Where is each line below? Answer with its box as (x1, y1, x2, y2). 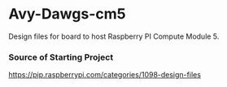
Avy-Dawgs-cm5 (8, 5, 126, 23)
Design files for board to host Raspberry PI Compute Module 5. (8, 31, 220, 41)
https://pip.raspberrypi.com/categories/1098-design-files (8, 70, 202, 80)
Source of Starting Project (8, 52, 114, 63)
